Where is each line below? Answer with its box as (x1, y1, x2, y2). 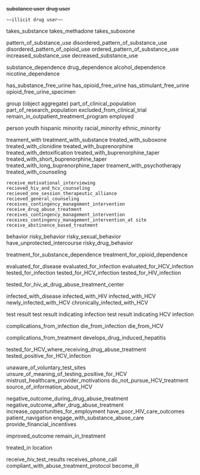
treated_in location (6, 444, 52, 451)
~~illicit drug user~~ (6, 17, 63, 23)
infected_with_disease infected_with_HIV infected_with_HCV (6, 292, 156, 300)
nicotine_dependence (6, 70, 60, 77)
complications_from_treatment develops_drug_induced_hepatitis (6, 334, 166, 341)
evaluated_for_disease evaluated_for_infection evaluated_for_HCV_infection (6, 263, 194, 270)
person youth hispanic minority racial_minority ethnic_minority (6, 124, 161, 132)
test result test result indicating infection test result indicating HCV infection (6, 311, 194, 318)
